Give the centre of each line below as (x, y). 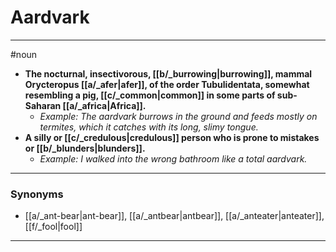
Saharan (43, 105)
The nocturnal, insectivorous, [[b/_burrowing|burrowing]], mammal (168, 73)
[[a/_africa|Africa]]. (104, 105)
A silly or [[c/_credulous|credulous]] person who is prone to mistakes (172, 137)
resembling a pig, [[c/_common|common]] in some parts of (150, 95)
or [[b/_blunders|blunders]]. (85, 148)
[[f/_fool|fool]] (53, 227)
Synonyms (37, 194)
